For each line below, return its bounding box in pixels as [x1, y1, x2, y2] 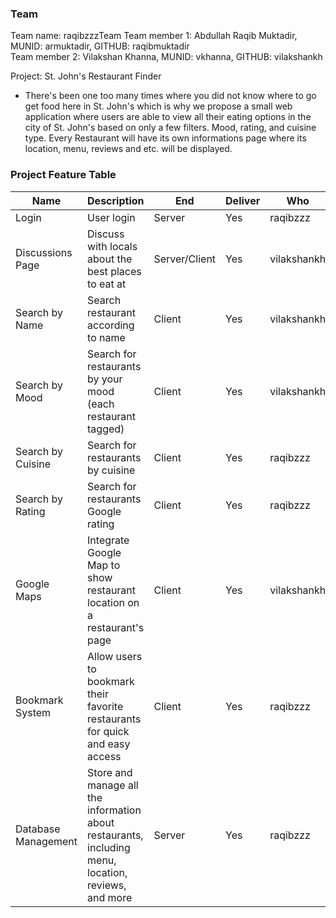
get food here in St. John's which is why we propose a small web [24, 100, 293, 112]
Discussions [15, 245, 73, 259]
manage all [87, 778, 139, 792]
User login [87, 210, 136, 224]
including [87, 840, 131, 854]
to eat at [87, 277, 127, 291]
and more [87, 890, 133, 904]
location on [87, 595, 140, 609]
